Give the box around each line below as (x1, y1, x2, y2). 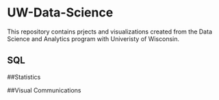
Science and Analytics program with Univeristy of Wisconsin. (7, 34, 180, 42)
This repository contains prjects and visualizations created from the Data (7, 27, 212, 36)
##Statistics (7, 73, 41, 81)
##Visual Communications (7, 86, 81, 94)
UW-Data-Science (7, 5, 114, 21)
